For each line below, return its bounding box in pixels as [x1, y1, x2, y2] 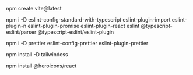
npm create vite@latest [6, 5, 62, 12]
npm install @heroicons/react [6, 62, 77, 69]
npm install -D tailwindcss [6, 51, 68, 58]
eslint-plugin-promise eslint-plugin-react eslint [27, 23, 140, 29]
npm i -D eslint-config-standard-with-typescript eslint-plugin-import [6, 16, 171, 23]
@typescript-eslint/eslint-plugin [37, 28, 114, 35]
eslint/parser [6, 28, 37, 35]
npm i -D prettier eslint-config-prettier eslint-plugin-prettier [6, 40, 149, 47]
